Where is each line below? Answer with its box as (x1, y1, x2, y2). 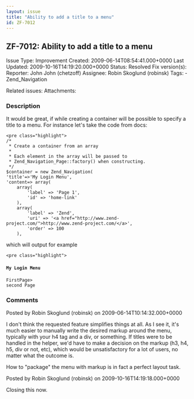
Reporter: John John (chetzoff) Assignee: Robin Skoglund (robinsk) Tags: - (6, 70, 188, 77)
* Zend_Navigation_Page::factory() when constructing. (8, 159, 146, 165)
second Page (6, 282, 35, 288)
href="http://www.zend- (61, 216, 119, 222)
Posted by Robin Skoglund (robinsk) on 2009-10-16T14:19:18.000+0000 (6, 375, 180, 382)
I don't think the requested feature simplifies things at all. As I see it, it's (6, 321, 179, 328)
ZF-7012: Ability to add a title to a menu (6, 41, 153, 51)
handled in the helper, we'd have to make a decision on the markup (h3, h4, (6, 339, 189, 347)
